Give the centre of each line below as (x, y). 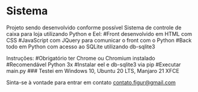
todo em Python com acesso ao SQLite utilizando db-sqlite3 (81, 47)
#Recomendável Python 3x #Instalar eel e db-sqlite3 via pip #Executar (94, 65)
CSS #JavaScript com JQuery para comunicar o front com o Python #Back (99, 40)
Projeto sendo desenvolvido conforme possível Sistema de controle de (94, 27)
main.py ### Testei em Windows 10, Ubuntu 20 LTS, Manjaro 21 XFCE (93, 70)
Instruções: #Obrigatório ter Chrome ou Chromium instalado (81, 58)
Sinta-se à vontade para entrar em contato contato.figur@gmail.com (91, 82)
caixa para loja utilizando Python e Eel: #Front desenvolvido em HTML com (99, 33)
